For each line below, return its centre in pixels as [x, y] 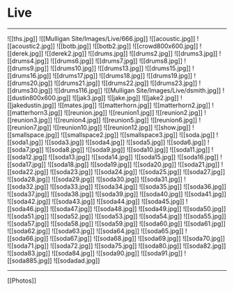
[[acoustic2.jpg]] [31, 46]
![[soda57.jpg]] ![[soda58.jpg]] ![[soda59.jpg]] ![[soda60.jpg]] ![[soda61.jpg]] [117, 223]
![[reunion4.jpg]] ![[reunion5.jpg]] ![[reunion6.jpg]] [126, 120]
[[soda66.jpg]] [28, 238]
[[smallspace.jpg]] [33, 134]
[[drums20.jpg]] [30, 83]
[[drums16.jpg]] [29, 75]
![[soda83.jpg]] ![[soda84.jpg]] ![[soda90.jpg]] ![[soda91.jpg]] [95, 253]
